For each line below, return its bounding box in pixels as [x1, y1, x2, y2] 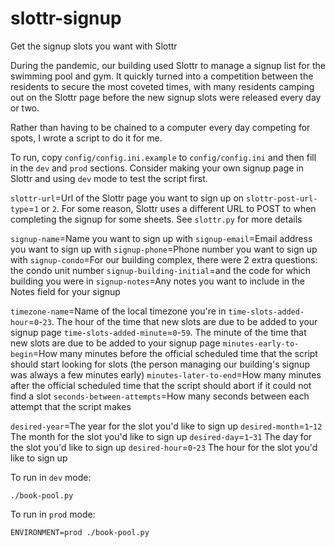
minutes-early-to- [222, 338, 300, 349]
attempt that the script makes [10, 400, 132, 412]
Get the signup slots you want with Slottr [10, 40, 178, 52]
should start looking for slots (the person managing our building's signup [10, 358, 310, 370]
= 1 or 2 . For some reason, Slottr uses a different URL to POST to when [28, 202, 317, 214]
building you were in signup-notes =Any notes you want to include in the [10, 275, 305, 287]
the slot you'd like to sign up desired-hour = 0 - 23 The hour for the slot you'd [10, 441, 318, 453]
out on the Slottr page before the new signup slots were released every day [10, 91, 322, 103]
